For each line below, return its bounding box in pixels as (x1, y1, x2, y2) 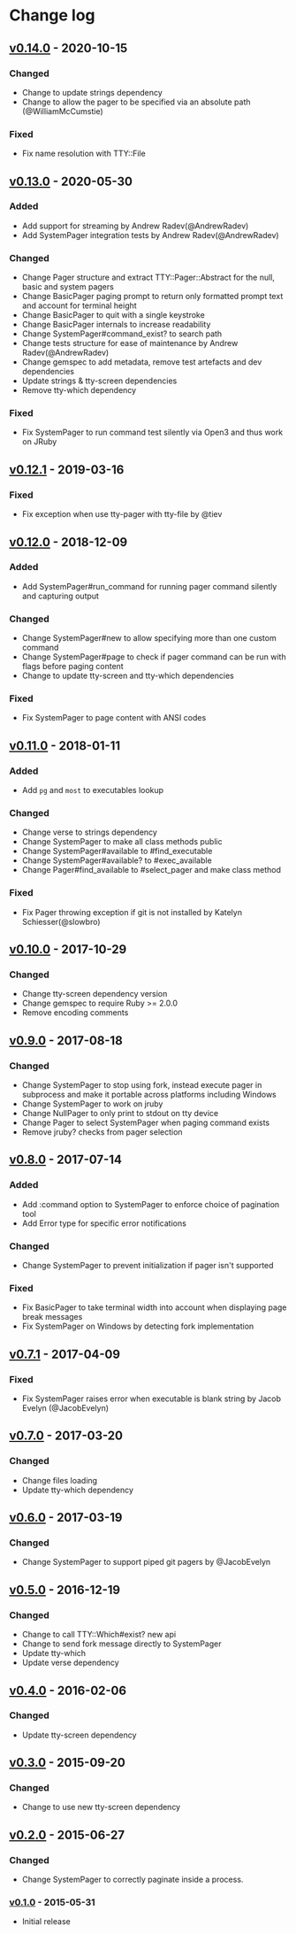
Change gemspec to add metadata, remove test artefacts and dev (21, 357, 262, 367)
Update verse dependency (21, 1657, 119, 1668)
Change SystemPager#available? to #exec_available (21, 855, 212, 866)
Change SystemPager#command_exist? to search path (21, 328, 223, 339)
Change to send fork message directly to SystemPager (21, 1638, 222, 1649)
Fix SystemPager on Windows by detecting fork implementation (21, 1321, 254, 1332)
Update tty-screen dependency (21, 1730, 137, 1740)
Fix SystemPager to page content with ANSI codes (21, 713, 207, 723)
